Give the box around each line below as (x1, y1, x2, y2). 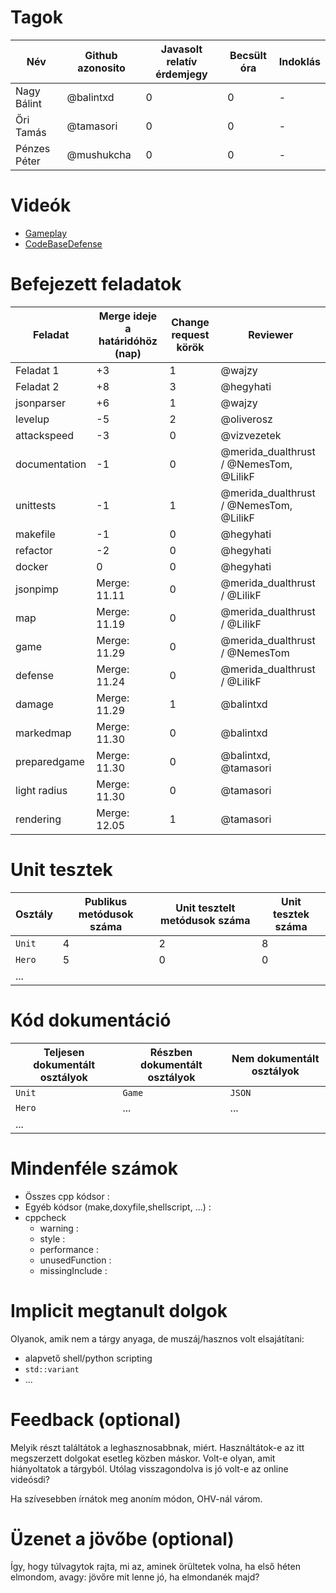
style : (39, 1232, 66, 1245)
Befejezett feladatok (10, 273, 182, 296)
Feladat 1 (15, 363, 60, 377)
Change (171, 315, 210, 329)
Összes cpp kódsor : (24, 1190, 110, 1202)
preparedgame (15, 754, 85, 768)
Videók (10, 194, 72, 217)
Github (84, 48, 118, 62)
